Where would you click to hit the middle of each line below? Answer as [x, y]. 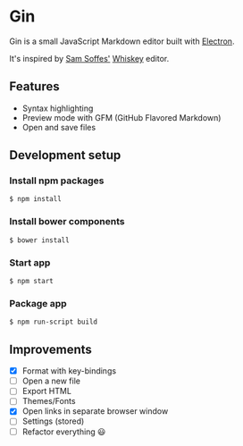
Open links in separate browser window [95, 411]
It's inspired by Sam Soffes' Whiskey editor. [89, 58]
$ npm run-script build [54, 322]
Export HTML [46, 391]
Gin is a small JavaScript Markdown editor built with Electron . [122, 41]
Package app [38, 303]
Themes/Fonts [49, 401]
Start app [30, 263]
